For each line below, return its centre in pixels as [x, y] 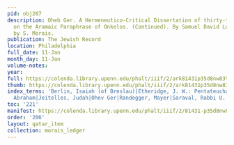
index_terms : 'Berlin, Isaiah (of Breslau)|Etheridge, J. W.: [99, 91]
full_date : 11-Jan [34, 53]
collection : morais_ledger [46, 130]
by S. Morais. [34, 33]
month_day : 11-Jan [34, 59]
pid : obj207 [24, 14]
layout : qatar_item [36, 124]
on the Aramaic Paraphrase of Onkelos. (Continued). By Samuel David [116, 26]
